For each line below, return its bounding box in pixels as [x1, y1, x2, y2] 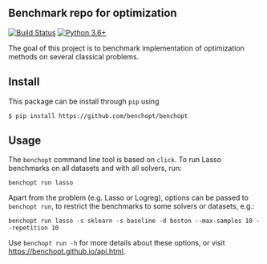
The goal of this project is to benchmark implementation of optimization [8, 43, 245, 53]
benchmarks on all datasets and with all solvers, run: [8, 164, 182, 173]
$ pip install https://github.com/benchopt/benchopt [8, 112, 188, 120]
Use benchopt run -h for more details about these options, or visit [8, 238, 226, 248]
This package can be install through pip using [8, 96, 160, 106]
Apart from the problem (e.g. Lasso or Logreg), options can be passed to [8, 193, 249, 203]
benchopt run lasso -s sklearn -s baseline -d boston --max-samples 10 [8, 217, 253, 225]
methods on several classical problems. [8, 51, 140, 61]
